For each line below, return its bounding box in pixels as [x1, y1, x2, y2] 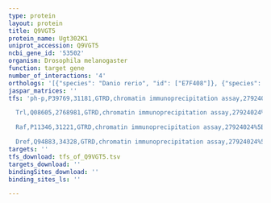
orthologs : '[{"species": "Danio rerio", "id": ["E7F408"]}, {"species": [8, 79, 262, 87]
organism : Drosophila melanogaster [8, 57, 128, 65]
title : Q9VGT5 [8, 27, 56, 35]
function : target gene [8, 64, 85, 72]
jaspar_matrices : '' [8, 86, 78, 95]
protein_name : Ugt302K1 [8, 34, 89, 43]
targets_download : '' [8, 160, 81, 168]
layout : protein [8, 19, 63, 27]
